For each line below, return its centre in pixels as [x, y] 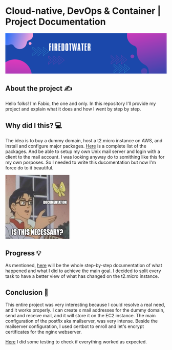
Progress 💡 [23, 253]
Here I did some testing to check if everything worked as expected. [76, 342]
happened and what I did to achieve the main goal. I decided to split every [83, 271]
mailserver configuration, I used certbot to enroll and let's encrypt [75, 326]
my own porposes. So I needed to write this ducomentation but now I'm [81, 162]
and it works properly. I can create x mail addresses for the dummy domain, [85, 310]
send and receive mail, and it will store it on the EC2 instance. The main [81, 316]
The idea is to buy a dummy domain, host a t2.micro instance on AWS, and [84, 140]
